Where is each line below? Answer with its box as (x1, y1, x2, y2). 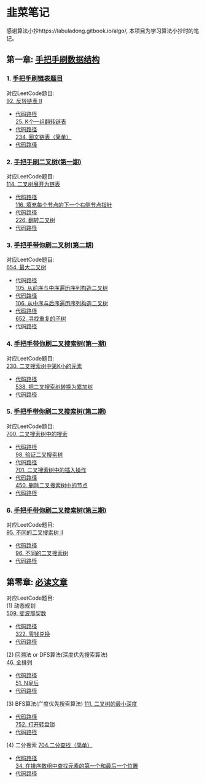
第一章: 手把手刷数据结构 (6, 55, 100, 65)
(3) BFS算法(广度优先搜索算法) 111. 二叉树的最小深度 (6, 700, 137, 707)
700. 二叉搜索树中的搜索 (6, 430, 68, 437)
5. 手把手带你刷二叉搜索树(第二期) (6, 407, 107, 416)
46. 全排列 (6, 659, 33, 666)
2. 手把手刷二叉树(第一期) (6, 158, 82, 166)
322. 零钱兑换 (15, 630, 50, 638)
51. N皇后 (15, 679, 39, 687)
